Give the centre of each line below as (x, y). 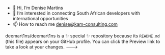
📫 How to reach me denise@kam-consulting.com (65, 24)
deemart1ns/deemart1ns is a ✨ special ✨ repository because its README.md (83, 36)
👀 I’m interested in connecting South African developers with (76, 13)
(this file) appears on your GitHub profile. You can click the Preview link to (83, 41)
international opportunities (40, 18)
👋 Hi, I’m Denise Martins (38, 8)
